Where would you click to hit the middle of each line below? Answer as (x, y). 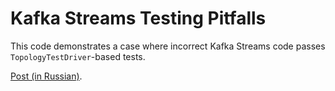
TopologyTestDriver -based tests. (78, 56)
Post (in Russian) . (46, 76)
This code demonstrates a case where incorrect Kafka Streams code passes (168, 46)
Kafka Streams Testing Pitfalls (138, 18)
